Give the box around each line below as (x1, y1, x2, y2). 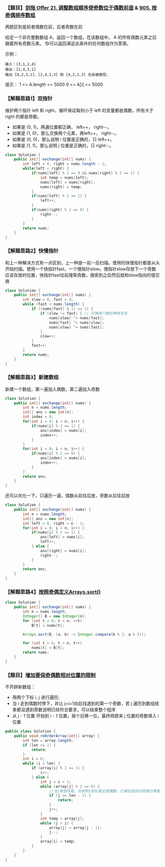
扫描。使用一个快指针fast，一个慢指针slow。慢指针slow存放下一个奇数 (13, 265, 156, 272)
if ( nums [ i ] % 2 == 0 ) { (31, 451, 80, 456)
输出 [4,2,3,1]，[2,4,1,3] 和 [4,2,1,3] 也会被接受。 (5, 73, 110, 77)
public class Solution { (5, 729, 56, 734)
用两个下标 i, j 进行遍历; (12, 694, 60, 700)
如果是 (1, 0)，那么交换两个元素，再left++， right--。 (12, 130, 119, 136)
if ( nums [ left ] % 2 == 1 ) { (31, 193, 87, 198)
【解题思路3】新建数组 (5, 374, 59, 381)
